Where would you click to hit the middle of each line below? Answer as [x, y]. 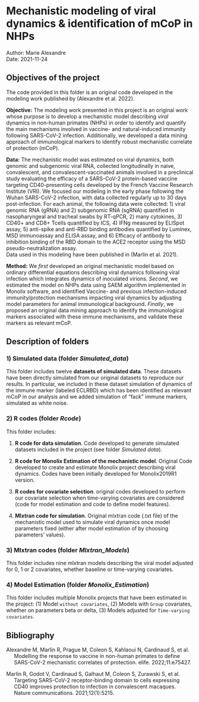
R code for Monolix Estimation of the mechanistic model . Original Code [103, 461]
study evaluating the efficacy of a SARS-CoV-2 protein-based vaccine [92, 178]
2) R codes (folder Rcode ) [44, 419]
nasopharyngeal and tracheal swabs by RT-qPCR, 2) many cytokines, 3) [94, 216]
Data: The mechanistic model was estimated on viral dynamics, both [90, 160]
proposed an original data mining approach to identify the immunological [95, 310]
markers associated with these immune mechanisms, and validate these [94, 316]
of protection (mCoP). [33, 148]
